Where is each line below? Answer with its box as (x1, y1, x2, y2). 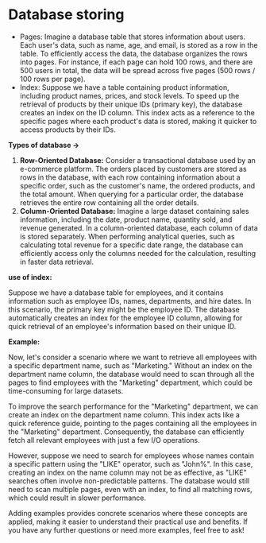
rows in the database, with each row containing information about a (19, 173, 241, 182)
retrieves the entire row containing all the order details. (19, 197, 199, 208)
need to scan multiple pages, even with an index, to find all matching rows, (8, 484, 253, 494)
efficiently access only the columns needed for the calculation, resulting (19, 248, 256, 258)
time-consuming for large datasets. (8, 386, 124, 395)
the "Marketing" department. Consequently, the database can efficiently (8, 427, 245, 436)
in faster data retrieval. (19, 257, 94, 266)
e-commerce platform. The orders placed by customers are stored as (19, 164, 248, 173)
